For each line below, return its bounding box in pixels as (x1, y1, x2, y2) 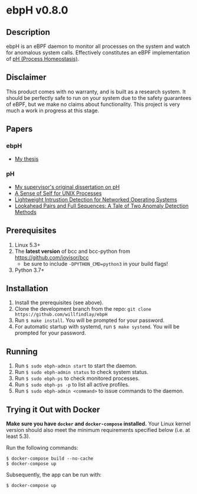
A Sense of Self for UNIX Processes (14, 190, 102, 197)
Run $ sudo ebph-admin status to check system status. (14, 369, 149, 376)
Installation (6, 284, 48, 293)
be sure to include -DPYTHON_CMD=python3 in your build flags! (23, 260, 168, 267)
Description (6, 27, 50, 37)
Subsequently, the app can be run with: (6, 471, 102, 479)
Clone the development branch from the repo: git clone (14, 305, 152, 313)
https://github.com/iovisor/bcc (14, 253, 89, 261)
